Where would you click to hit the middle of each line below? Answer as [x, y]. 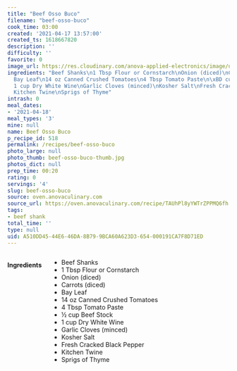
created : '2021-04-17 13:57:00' [55, 33]
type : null [23, 229]
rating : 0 [22, 177]
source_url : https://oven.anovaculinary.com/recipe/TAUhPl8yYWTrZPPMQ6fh [118, 204]
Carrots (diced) [83, 285]
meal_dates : [25, 106]
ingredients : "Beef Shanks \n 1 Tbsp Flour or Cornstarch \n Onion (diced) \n [118, 73]
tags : [15, 210]
